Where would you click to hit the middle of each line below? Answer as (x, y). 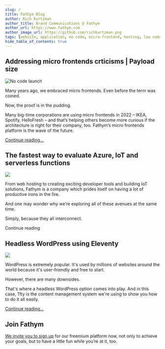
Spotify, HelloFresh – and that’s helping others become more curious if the (80, 120)
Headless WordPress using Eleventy (62, 243)
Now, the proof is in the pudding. (38, 105)
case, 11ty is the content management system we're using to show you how (81, 294)
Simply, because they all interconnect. (44, 218)
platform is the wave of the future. (40, 130)
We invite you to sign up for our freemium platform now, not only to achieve (81, 336)
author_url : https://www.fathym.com (42, 28)
